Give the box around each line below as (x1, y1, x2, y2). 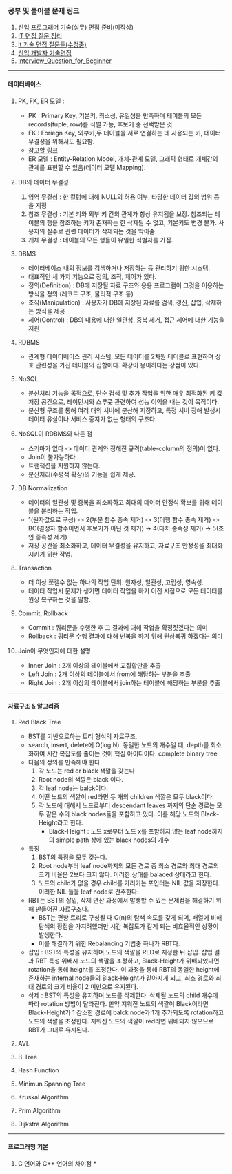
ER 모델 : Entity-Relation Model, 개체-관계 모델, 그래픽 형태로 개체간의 (28, 154, 219, 163)
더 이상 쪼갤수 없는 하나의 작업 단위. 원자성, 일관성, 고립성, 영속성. (28, 578, 204, 586)
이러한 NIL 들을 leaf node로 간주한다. (38, 887, 140, 896)
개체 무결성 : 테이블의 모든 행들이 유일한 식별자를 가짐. (28, 235, 173, 244)
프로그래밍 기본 (8, 1143, 49, 1151)
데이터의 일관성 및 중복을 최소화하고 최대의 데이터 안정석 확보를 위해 (28, 498, 211, 506)
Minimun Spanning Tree (17, 1079, 86, 1088)
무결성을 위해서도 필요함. (28, 137, 95, 146)
